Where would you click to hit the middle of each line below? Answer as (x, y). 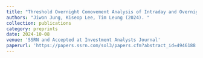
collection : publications (39, 23)
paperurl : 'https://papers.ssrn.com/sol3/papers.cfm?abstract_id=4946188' (102, 46)
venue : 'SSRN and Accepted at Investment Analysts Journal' (84, 40)
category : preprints (32, 29)
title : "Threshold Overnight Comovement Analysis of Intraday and (92, 12)
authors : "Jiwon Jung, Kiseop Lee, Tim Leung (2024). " (78, 18)
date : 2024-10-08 (28, 34)
